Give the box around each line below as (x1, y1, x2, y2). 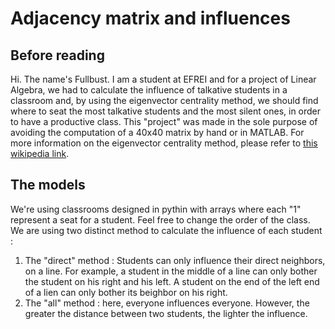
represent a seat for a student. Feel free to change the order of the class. (10, 213, 311, 226)
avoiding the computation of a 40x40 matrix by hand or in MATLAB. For (10, 127, 305, 138)
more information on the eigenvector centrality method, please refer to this (10, 137, 318, 149)
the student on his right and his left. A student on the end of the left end (24, 275, 320, 287)
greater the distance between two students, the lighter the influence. (24, 307, 308, 319)
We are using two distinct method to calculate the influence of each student (10, 224, 323, 236)
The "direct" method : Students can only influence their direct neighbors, (24, 254, 326, 266)
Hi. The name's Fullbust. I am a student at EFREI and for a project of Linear (10, 73, 317, 85)
